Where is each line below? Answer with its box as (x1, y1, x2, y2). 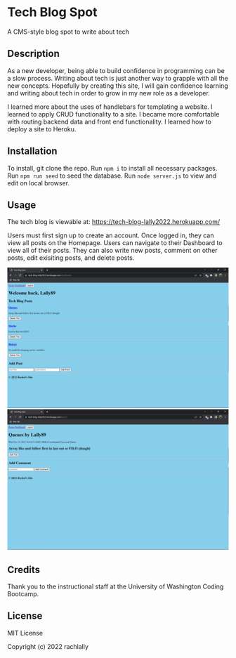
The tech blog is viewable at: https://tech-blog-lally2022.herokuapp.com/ (7, 218, 221, 226)
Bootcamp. (7, 590, 39, 598)
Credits (7, 563, 41, 576)
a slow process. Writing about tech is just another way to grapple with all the (7, 74, 228, 82)
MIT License (7, 629, 44, 637)
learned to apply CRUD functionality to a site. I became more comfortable (7, 110, 220, 118)
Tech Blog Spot (7, 4, 98, 20)
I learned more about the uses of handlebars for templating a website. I (7, 103, 213, 111)
